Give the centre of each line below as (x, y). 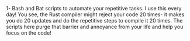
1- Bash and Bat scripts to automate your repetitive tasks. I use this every (94, 8)
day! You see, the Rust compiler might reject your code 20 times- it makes (95, 14)
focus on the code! (29, 33)
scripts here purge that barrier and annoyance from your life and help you (95, 27)
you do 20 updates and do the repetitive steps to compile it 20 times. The (94, 20)
